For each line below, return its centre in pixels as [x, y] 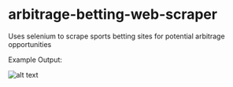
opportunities [30, 44]
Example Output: [35, 60]
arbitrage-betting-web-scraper [113, 14]
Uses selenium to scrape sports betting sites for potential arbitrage [117, 36]
